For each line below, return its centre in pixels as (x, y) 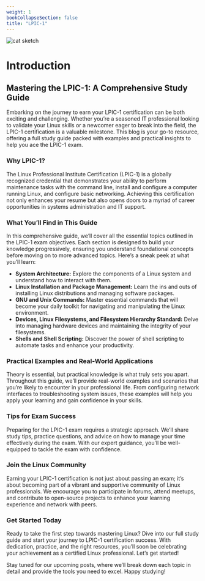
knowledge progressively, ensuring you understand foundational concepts (100, 249)
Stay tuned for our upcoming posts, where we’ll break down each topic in (99, 565)
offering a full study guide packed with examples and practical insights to (99, 138)
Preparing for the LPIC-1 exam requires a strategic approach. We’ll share (98, 430)
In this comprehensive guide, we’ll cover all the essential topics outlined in (100, 236)
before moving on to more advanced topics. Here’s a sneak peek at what (98, 255)
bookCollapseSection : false (42, 18)
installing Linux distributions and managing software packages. (95, 293)
